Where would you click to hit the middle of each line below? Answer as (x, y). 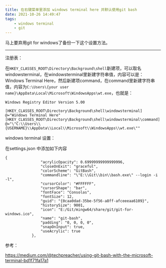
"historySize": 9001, (62, 205)
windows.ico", (20, 214)
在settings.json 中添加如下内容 (36, 149)
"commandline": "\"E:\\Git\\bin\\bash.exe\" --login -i (99, 175)
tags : (11, 19)
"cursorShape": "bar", (64, 188)
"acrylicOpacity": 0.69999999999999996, (83, 162)
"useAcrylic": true (60, 231)
